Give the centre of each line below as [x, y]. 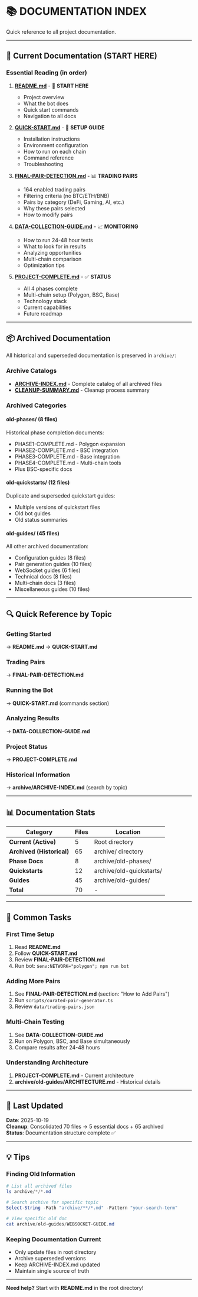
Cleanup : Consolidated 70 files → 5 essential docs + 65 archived [85, 1126]
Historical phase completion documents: [55, 433]
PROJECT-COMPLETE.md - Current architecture [74, 1075]
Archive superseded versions [50, 1258]
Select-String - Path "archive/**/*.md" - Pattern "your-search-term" [92, 1208]
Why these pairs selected [54, 208]
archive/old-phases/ [123, 862]
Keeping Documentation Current [54, 1239]
